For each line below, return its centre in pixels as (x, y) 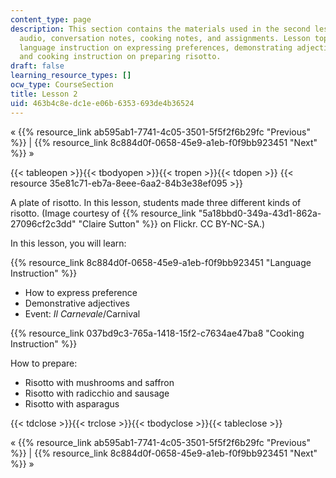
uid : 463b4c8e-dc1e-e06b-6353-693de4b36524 (102, 103)
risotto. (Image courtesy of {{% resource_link (103, 213)
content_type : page (51, 19)
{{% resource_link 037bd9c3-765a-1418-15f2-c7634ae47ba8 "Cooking (157, 333)
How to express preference (81, 292)
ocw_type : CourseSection (62, 85)
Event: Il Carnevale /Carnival (82, 313)
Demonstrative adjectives (77, 303)
